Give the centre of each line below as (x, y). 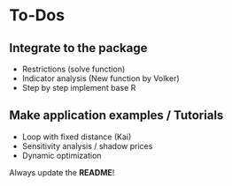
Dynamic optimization (62, 155)
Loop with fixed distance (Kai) (77, 137)
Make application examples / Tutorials (116, 115)
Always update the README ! (62, 172)
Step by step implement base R (79, 88)
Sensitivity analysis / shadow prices (87, 145)
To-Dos (37, 15)
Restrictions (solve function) (73, 69)
